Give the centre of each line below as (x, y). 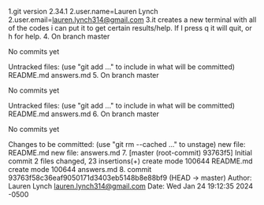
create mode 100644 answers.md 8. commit (80, 169)
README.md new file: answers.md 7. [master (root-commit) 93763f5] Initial (130, 153)
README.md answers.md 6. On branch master (84, 114)
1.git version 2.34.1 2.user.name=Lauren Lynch (84, 11)
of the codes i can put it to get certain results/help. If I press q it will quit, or (130, 28)
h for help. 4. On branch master (59, 36)
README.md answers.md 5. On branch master (84, 75)
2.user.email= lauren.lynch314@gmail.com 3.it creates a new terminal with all (132, 20)
